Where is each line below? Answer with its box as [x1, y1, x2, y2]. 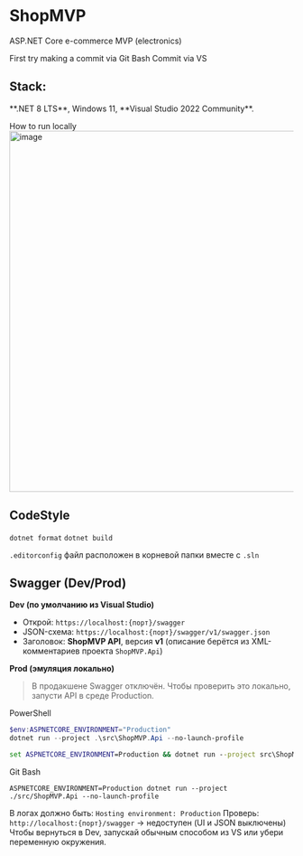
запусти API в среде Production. [31, 691, 155, 701]
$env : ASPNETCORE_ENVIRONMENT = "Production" [9, 725, 171, 735]
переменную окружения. [9, 837, 106, 847]
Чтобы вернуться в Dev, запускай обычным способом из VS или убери [9, 827, 284, 837]
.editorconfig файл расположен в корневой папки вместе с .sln [9, 549, 260, 560]
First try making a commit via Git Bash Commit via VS [9, 52, 207, 63]
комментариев [22, 645, 80, 656]
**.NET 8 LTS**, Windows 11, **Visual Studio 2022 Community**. [9, 103, 254, 114]
